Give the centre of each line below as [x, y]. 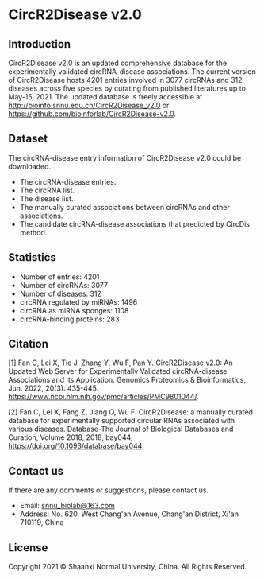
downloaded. [30, 166]
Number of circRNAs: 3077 [64, 285]
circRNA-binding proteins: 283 [69, 319]
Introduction [40, 44]
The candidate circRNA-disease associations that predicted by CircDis [135, 223]
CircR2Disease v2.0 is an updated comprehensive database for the [118, 63]
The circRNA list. [47, 190]
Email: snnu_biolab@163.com [67, 506]
